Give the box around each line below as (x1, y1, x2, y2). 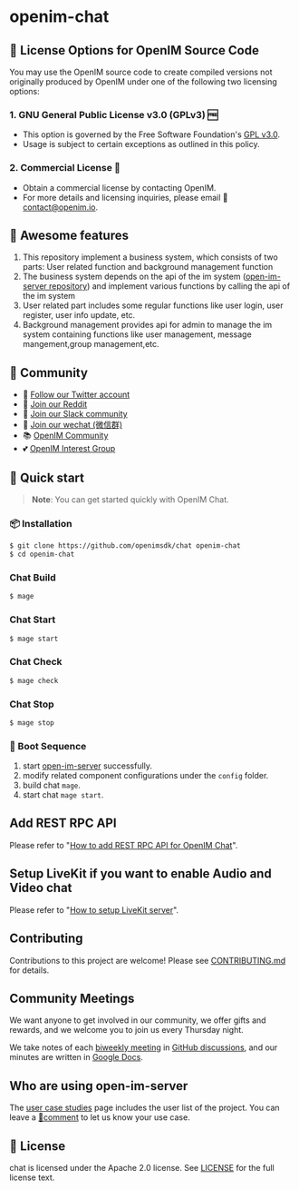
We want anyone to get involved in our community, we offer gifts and (9, 1015, 266, 1026)
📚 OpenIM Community (22, 430, 109, 441)
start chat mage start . (22, 789, 104, 800)
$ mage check (9, 676, 59, 685)
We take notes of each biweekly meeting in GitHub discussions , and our (9, 1042, 278, 1053)
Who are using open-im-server (9, 1078, 188, 1094)
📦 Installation (9, 517, 72, 530)
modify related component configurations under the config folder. (22, 770, 269, 781)
